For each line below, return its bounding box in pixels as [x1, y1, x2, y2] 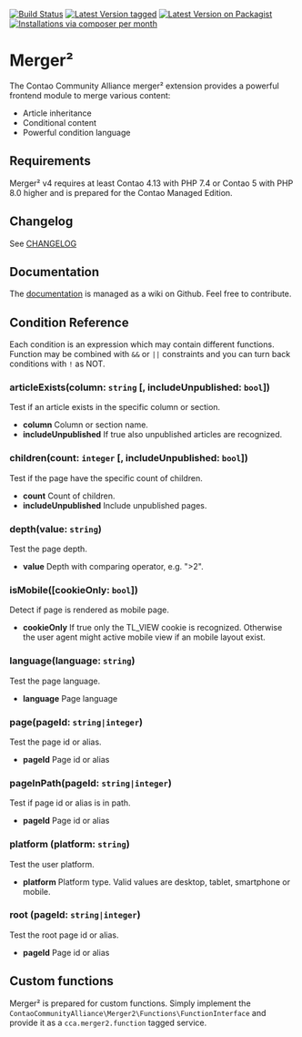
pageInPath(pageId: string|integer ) [9, 776, 173, 789]
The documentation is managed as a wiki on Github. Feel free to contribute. [9, 288, 292, 300]
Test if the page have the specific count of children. [9, 472, 203, 483]
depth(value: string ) [9, 522, 103, 535]
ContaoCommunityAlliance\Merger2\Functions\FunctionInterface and [9, 1007, 267, 1018]
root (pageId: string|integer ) [9, 909, 141, 921]
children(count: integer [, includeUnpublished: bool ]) [9, 452, 248, 465]
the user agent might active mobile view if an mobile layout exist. [22, 631, 266, 642]
